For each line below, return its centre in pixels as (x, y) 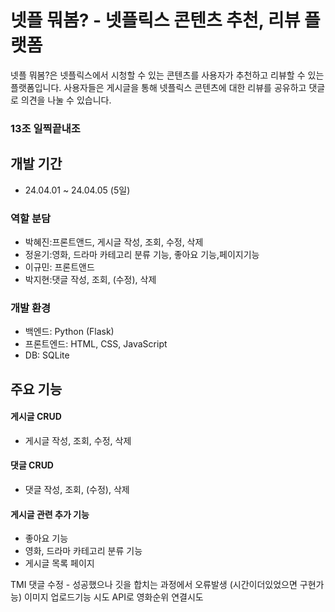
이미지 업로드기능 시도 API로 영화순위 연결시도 (113, 597)
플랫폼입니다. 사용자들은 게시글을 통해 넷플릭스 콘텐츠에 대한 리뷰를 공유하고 (158, 87)
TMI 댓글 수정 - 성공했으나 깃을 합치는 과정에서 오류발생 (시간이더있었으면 (154, 585)
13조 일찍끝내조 (45, 128)
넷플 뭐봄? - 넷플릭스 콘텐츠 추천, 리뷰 (155, 20)
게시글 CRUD (36, 417)
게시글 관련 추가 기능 (50, 514)
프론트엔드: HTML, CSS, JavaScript (96, 344)
